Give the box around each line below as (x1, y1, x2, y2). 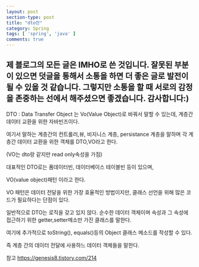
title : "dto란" (6, 20, 43, 26)
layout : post (6, 8, 39, 15)
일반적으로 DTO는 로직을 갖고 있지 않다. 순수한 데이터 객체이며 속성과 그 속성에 (6, 209, 189, 216)
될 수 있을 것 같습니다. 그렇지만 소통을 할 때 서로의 (6, 82, 177, 92)
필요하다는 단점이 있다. (17, 196, 70, 203)
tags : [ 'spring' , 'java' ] (6, 31, 76, 37)
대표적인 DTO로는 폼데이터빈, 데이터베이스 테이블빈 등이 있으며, (6, 163, 154, 170)
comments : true (6, 36, 44, 42)
